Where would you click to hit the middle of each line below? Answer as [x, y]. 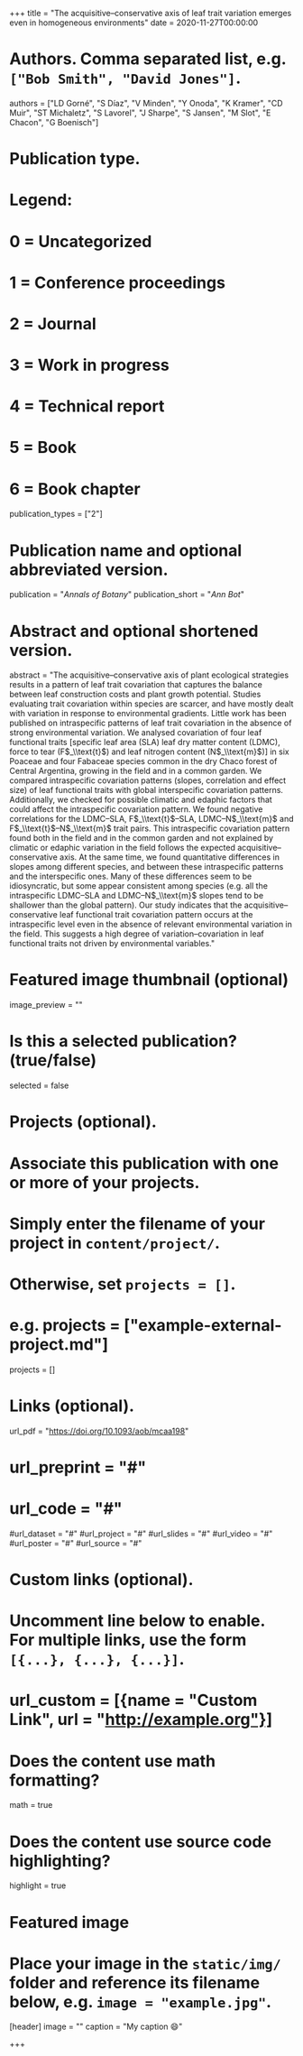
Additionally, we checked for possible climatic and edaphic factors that [141, 800]
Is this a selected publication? [123, 1042]
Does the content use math [113, 1761]
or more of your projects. [105, 1182]
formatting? [55, 1780]
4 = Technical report [87, 406]
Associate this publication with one [144, 1163]
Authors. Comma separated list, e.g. [148, 59]
